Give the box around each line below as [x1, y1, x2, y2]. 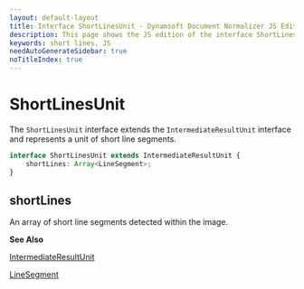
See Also [9, 234, 43, 245]
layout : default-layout [9, 13, 100, 23]
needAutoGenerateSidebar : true [9, 47, 128, 56]
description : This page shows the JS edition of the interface [9, 30, 253, 39]
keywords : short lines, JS [9, 38, 111, 48]
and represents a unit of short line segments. [9, 133, 176, 144]
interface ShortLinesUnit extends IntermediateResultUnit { [9, 151, 242, 160]
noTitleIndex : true [9, 55, 83, 64]
